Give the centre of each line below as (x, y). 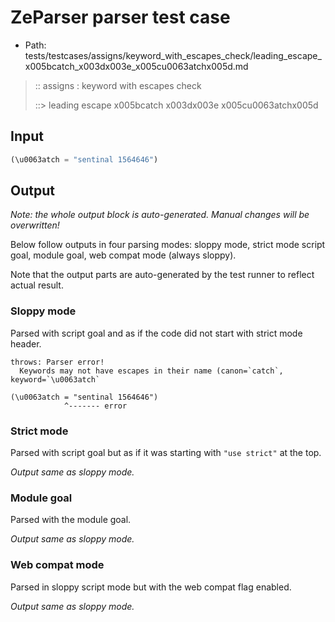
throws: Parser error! (57, 362)
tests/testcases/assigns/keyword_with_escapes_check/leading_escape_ (173, 55)
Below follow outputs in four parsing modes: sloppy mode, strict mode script (168, 245)
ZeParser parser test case (120, 17)
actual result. (37, 285)
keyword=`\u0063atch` (55, 379)
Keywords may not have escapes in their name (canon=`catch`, (151, 371)
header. (26, 343)
